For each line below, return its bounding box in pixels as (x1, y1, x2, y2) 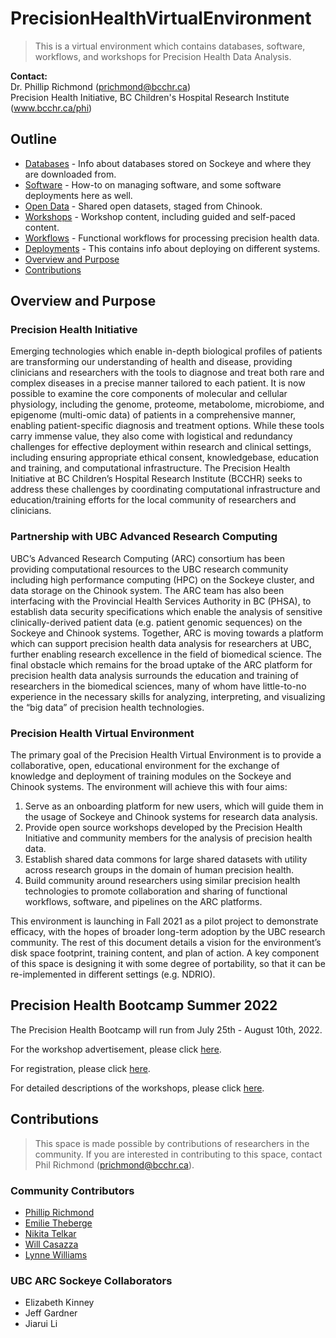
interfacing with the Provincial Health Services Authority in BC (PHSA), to (10, 595, 312, 607)
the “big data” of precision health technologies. (10, 701, 205, 713)
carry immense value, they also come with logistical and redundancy (10, 430, 293, 442)
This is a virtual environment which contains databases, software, (34, 40, 306, 52)
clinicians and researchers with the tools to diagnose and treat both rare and (10, 367, 325, 379)
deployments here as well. (24, 189, 133, 201)
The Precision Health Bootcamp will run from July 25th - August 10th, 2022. (10, 1023, 323, 1036)
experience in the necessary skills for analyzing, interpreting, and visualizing (10, 690, 326, 702)
